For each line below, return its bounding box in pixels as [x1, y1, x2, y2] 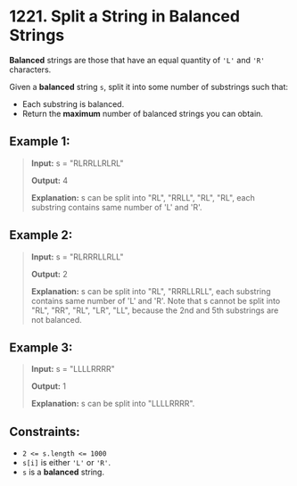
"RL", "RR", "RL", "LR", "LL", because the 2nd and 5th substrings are [30, 305, 279, 316]
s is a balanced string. [21, 466, 105, 478]
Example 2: [9, 227, 73, 243]
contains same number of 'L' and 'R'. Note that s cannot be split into [30, 295, 281, 306]
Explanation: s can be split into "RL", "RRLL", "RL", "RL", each [30, 192, 256, 202]
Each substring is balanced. [21, 98, 125, 109]
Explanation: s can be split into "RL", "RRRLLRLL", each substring [30, 285, 271, 296]
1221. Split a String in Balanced [9, 6, 241, 27]
